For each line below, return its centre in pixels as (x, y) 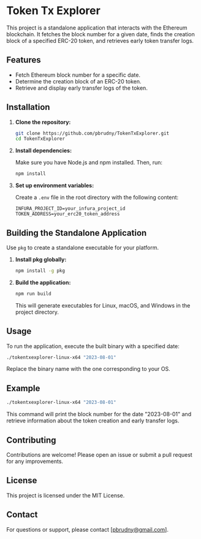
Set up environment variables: (55, 185)
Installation (28, 107)
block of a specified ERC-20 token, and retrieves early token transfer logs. (100, 41)
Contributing (31, 440)
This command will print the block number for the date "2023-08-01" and (99, 414)
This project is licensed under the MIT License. (66, 495)
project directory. (37, 312)
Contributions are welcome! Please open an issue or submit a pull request (100, 454)
